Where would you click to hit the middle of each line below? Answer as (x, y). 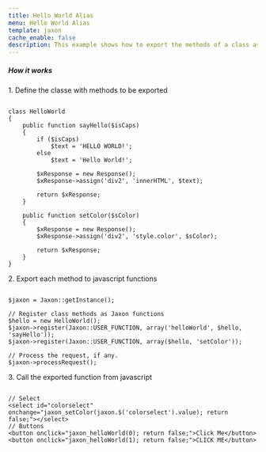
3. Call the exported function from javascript (80, 378)
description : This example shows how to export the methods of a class (129, 45)
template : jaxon (35, 30)
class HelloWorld (37, 112)
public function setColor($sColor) (81, 216)
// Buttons (26, 427)
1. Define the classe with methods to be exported (88, 90)
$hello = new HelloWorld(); (55, 321)
